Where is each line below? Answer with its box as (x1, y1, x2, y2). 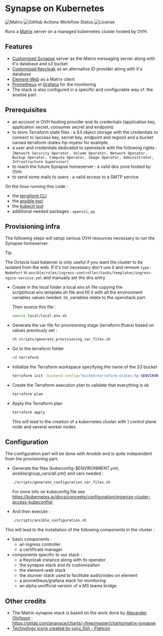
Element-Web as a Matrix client (12, 76, 75, 82)
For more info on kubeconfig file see (12, 489, 85, 495)
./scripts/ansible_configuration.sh (12, 518, 87, 523)
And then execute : (12, 508, 50, 514)
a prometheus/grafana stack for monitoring (19, 578, 106, 583)
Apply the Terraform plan (12, 400, 63, 406)
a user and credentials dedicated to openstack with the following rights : (12, 145, 157, 150)
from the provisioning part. (5, 456, 59, 462)
